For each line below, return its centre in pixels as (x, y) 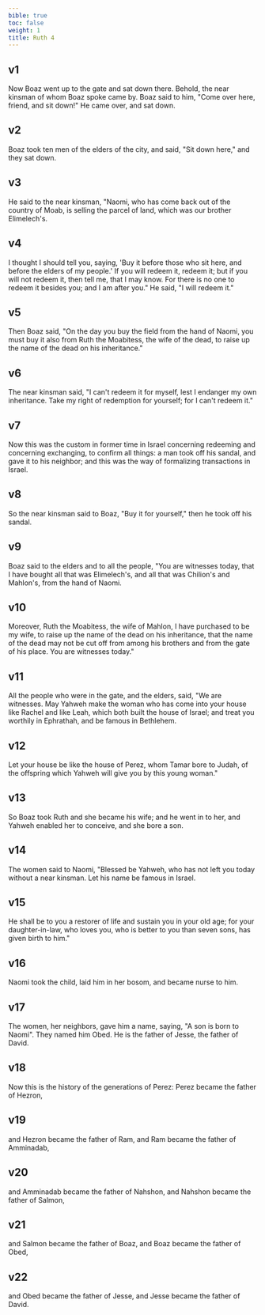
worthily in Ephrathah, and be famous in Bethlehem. (93, 721)
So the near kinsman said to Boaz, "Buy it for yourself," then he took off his (130, 513)
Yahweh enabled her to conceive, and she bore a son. (96, 825)
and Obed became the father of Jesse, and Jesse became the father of (124, 1296)
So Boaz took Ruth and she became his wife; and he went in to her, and (124, 817)
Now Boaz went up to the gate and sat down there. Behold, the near (119, 89)
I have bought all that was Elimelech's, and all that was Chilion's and (119, 574)
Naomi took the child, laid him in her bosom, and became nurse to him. (123, 982)
